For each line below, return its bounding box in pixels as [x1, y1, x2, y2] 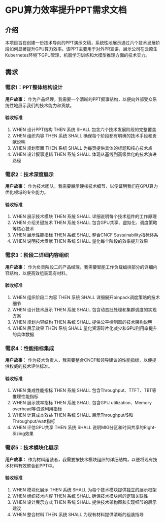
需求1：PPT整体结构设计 [5, 84, 63, 91]
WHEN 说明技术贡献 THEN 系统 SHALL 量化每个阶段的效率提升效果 [12, 238, 148, 244]
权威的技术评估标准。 [9, 363, 53, 369]
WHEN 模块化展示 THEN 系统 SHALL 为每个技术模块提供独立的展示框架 [12, 486, 157, 492]
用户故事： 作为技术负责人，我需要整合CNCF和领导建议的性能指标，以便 [5, 357, 153, 363]
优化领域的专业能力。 [5, 189, 48, 195]
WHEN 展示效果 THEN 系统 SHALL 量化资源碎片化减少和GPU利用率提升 [12, 325, 158, 331]
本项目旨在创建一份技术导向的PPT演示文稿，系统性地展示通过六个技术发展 [5, 40, 156, 45]
